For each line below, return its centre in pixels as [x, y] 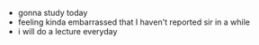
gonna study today [53, 13]
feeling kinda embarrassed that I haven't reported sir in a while [134, 22]
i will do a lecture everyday [67, 31]
